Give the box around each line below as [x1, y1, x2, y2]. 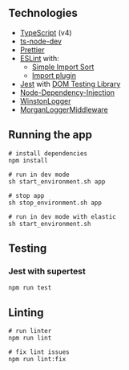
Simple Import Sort [31, 62, 95, 72]
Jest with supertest [8, 265, 86, 277]
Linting [8, 306, 44, 319]
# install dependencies [8, 149, 88, 158]
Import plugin [31, 70, 77, 80]
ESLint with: [19, 53, 60, 63]
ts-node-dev [19, 36, 62, 46]
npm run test [8, 284, 52, 292]
